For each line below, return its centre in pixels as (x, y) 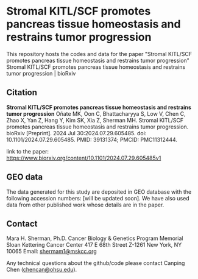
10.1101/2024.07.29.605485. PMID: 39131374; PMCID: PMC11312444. (92, 139)
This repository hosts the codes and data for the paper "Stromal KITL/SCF (99, 54)
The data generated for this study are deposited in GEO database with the (99, 192)
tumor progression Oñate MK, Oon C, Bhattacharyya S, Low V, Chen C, (96, 113)
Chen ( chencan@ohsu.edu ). (42, 270)
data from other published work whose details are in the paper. (85, 205)
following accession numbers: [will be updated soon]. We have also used (98, 198)
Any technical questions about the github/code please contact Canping (96, 263)
